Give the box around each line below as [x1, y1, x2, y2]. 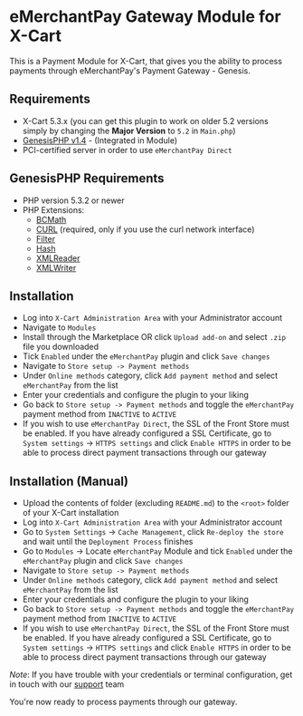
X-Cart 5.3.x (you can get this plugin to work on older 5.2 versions [22, 115, 269, 126]
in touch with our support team [9, 679, 125, 690]
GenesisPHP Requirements [9, 170, 165, 187]
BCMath [35, 214, 67, 225]
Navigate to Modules [22, 322, 97, 333]
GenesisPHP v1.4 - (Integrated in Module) [22, 134, 178, 146]
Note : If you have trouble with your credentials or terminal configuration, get [9, 669, 293, 681]
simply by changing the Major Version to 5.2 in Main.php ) [22, 125, 237, 136]
